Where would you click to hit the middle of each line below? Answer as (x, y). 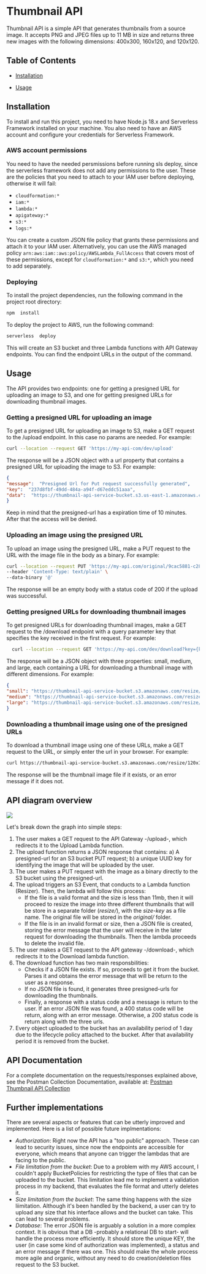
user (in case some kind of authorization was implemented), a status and (107, 1245)
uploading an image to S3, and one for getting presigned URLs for (90, 395)
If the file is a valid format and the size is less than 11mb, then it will (109, 897)
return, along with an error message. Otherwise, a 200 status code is (111, 1015)
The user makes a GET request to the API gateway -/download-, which (105, 950)
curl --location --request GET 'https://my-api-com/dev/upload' (90, 449)
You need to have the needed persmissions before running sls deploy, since (102, 163)
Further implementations (55, 1107)
